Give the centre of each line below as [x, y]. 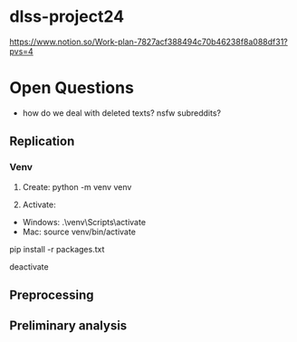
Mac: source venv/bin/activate [79, 232]
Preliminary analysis [68, 326]
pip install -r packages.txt [57, 249]
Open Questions [72, 88]
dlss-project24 [67, 17]
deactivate [29, 266]
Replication [42, 142]
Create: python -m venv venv [77, 186]
